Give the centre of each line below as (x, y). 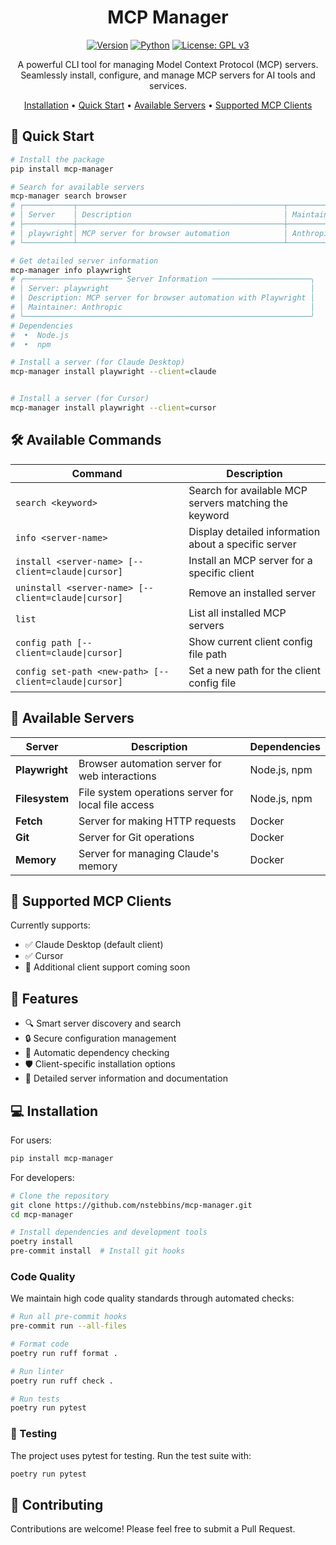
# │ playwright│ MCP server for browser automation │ (149, 233)
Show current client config (250, 641)
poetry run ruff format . (64, 1353)
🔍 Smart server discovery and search (103, 1023)
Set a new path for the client (254, 670)
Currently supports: (50, 925)
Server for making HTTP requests (157, 821)
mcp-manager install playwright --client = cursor (113, 408)
